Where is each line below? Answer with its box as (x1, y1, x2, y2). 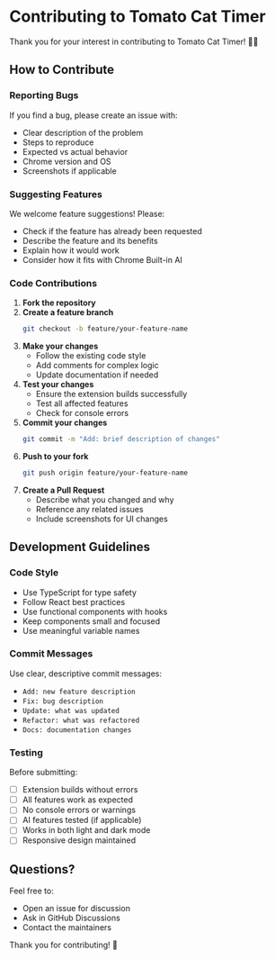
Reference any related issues (35, 503, 144, 514)
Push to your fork (22, 450, 89, 461)
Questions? (9, 862, 75, 877)
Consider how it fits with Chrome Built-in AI (22, 254, 182, 265)
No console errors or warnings (22, 804, 137, 816)
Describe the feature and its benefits (22, 235, 159, 246)
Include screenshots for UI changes (35, 513, 168, 524)
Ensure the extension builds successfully (35, 389, 188, 400)
